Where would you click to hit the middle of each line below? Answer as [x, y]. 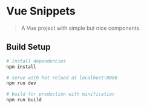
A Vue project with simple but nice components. [81, 28]
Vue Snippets [41, 11]
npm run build [24, 100]
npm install [21, 67]
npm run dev [21, 83]
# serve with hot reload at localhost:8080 [62, 78]
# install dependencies [36, 61]
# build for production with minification [60, 94]
